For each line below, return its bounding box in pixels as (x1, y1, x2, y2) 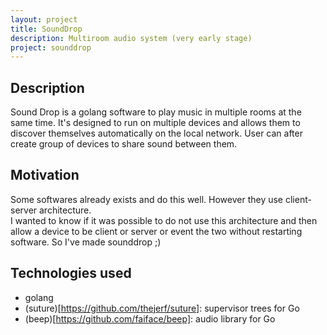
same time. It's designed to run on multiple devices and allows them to (10, 117, 301, 129)
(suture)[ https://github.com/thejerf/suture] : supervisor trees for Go (24, 302, 300, 314)
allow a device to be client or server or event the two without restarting (10, 225, 303, 237)
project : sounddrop (10, 42, 92, 53)
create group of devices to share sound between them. (10, 138, 238, 150)
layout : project (10, 14, 78, 25)
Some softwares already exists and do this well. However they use (10, 193, 284, 205)
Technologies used (10, 265, 132, 282)
